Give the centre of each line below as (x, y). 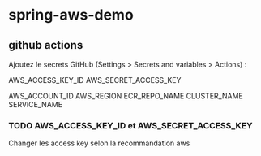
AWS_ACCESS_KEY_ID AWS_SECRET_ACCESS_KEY (95, 80)
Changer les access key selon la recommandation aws (99, 143)
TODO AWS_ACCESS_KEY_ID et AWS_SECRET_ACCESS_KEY (130, 125)
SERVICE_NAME (36, 104)
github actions (46, 45)
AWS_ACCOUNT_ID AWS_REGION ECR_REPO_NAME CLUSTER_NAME (126, 96)
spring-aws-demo (71, 15)
